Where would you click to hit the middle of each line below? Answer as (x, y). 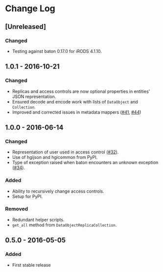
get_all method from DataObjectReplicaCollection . (64, 225)
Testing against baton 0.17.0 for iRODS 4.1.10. (57, 51)
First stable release (31, 265)
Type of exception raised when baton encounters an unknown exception (85, 163)
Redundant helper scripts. (38, 220)
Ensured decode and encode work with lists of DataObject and (75, 101)
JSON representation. (34, 97)
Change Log (30, 9)
